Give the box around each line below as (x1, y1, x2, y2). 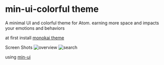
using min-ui (5, 54, 31, 60)
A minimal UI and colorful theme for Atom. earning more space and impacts (5, 20, 160, 26)
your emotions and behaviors (5, 25, 65, 31)
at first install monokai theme (5, 35, 64, 41)
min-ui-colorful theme (5, 3, 99, 15)
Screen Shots (5, 44, 33, 50)
